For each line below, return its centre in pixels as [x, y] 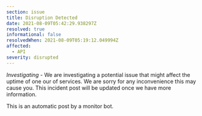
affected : [19, 46]
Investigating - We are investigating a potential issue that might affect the [98, 74]
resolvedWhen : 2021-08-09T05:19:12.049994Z [63, 40]
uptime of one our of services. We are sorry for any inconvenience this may [101, 81]
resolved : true [26, 29]
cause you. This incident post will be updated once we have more [89, 88]
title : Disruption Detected [42, 18]
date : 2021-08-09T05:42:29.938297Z [52, 23]
